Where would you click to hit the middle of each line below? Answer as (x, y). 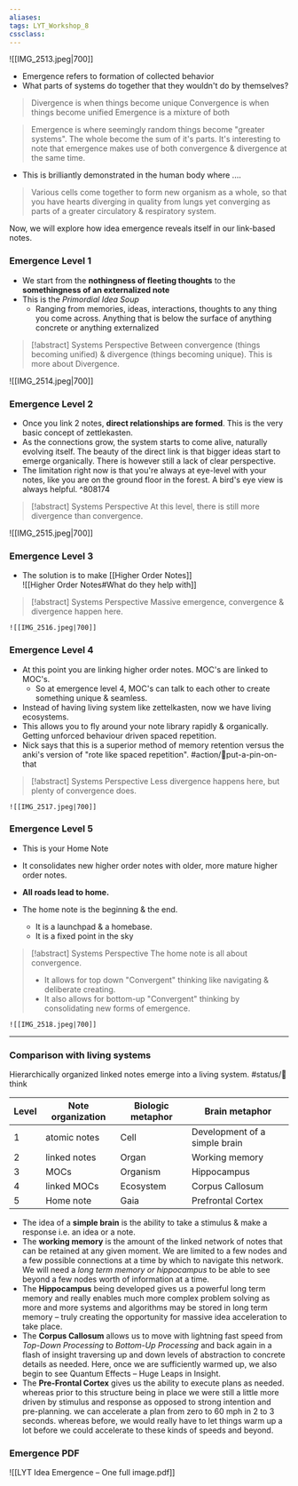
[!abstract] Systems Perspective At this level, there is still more (145, 506)
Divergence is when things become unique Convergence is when (150, 103)
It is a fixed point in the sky (84, 936)
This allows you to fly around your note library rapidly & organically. (145, 726)
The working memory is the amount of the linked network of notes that (153, 1242)
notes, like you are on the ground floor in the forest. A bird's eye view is (153, 480)
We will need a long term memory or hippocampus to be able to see (146, 1270)
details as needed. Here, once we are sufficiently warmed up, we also (149, 1364)
